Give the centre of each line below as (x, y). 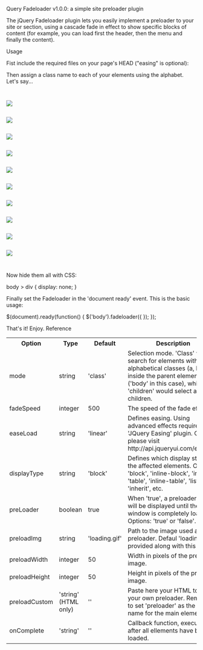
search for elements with (163, 361)
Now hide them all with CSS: (42, 275)
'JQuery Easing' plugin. (160, 433)
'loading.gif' (105, 538)
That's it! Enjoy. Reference (39, 328)
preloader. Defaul (152, 538)
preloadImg (26, 538)
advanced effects (153, 426)
